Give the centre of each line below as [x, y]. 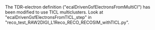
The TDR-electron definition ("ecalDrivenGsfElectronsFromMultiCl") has [78, 7]
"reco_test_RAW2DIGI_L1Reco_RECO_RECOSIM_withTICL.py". [67, 22]
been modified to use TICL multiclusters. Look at [54, 12]
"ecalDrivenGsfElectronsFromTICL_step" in [48, 17]
